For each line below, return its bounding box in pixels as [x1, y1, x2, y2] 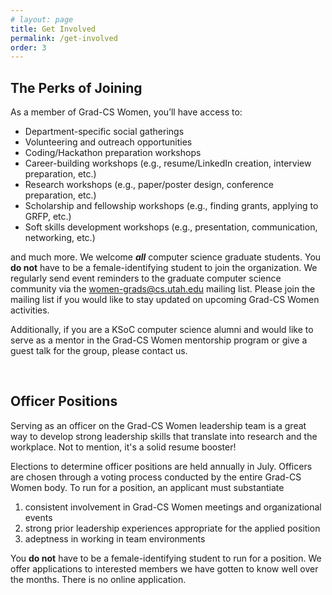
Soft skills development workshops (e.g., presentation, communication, [24, 221, 318, 233]
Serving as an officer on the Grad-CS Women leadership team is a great [10, 419, 307, 431]
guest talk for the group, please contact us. [10, 345, 188, 357]
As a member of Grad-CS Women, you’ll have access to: [10, 106, 243, 118]
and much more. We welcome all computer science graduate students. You [10, 251, 322, 263]
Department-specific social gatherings [24, 126, 185, 138]
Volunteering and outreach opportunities [24, 136, 193, 148]
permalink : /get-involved [10, 33, 118, 43]
